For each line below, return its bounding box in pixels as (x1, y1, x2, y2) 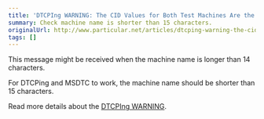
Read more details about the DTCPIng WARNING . (8, 102, 167, 111)
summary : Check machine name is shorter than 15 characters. (8, 19, 213, 27)
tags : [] (8, 33, 37, 41)
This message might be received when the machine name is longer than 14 (8, 55, 251, 64)
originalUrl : (8, 26, 51, 34)
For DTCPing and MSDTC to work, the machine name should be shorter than (8, 78, 255, 88)
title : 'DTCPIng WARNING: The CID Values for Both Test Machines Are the (8, 11, 255, 20)
